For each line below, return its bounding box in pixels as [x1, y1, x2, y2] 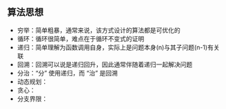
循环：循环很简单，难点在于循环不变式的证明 [17, 34, 145, 43]
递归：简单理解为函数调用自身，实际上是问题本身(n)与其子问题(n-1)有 [17, 43, 214, 51]
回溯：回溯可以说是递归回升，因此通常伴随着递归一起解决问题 [17, 60, 193, 69]
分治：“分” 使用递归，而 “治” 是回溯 [17, 69, 119, 77]
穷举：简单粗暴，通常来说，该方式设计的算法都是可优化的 [17, 26, 181, 34]
